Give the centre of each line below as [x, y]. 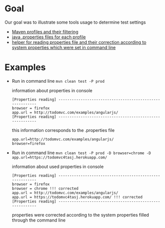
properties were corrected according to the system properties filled [80, 215]
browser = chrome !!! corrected [45, 188]
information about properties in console [52, 90]
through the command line [39, 220]
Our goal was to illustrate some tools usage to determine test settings [75, 22]
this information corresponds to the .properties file [63, 130]
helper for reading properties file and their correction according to [79, 42]
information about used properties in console [58, 166]
